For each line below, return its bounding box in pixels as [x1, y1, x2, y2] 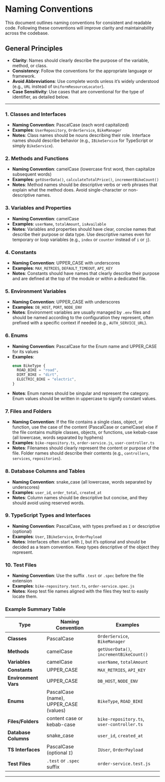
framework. [12, 73, 36, 79]
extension [12, 578, 32, 584]
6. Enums [5, 332, 28, 339]
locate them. [12, 593, 38, 599]
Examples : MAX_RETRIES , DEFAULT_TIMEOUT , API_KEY [12, 265, 113, 271]
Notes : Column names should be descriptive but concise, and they [12, 494, 148, 500]
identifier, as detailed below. [12, 94, 69, 100]
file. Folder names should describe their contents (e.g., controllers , [12, 450, 150, 456]
